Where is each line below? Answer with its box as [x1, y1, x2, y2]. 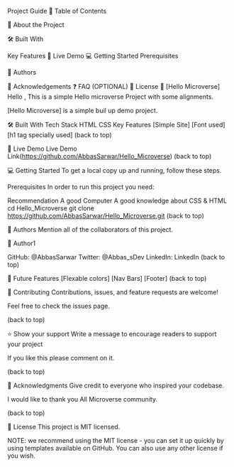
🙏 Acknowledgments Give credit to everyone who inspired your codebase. [7, 381, 225, 390]
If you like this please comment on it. [7, 354, 115, 362]
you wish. [7, 451, 35, 460]
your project [7, 340, 43, 348]
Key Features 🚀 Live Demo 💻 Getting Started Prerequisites [7, 52, 179, 60]
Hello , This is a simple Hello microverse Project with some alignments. [7, 92, 214, 101]
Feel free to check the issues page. [7, 302, 110, 310]
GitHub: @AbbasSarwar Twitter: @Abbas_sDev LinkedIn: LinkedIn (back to [7, 253, 225, 261]
